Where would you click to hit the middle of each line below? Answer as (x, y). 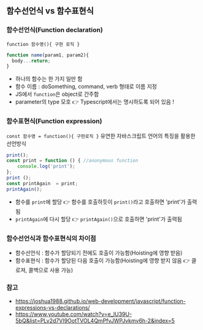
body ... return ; (31, 61)
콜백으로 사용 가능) (51, 270)
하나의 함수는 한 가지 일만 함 (49, 79)
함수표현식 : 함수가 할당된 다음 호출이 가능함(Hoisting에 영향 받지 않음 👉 (102, 261)
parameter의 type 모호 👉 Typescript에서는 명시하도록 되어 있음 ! (95, 102)
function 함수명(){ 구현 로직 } (43, 44)
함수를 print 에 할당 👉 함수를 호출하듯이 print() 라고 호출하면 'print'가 (100, 202)
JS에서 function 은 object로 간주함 (57, 94)
